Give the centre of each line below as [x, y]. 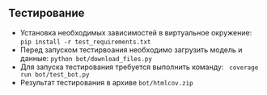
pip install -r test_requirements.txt [85, 42]
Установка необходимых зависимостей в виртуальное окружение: [136, 32]
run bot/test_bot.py [55, 74]
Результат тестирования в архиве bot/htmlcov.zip [106, 82]
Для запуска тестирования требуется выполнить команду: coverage [139, 67]
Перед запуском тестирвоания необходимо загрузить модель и [131, 50]
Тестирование [47, 13]
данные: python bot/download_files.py [86, 58]
